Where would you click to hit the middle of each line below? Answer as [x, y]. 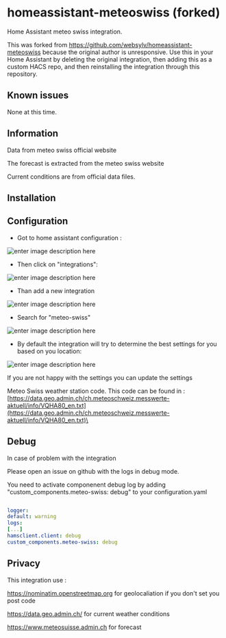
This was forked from [37, 44]
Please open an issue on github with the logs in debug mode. [93, 471]
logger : [18, 510]
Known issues [38, 95]
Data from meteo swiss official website [62, 150]
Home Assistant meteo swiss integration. [65, 31]
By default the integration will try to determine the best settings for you [117, 344]
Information [33, 134]
